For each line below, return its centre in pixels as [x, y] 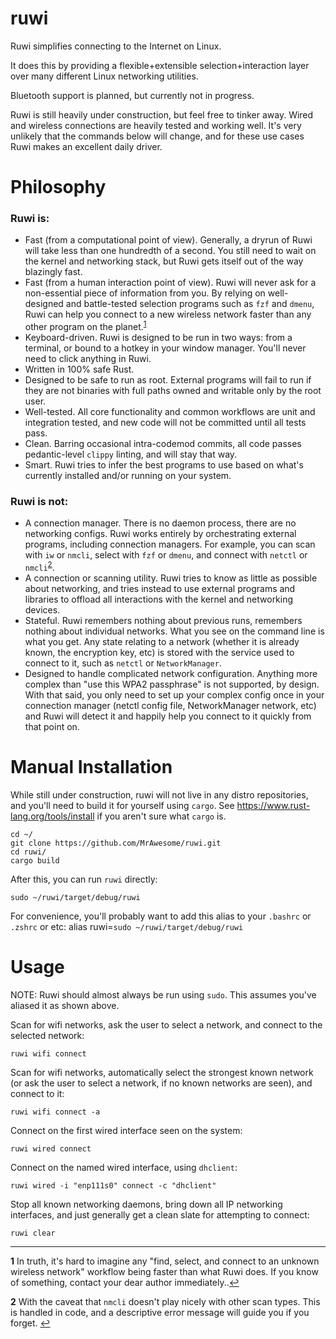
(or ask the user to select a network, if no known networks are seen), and [161, 1083]
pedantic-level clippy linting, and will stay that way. [131, 454]
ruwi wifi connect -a [55, 1112]
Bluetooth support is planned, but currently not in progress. [132, 95]
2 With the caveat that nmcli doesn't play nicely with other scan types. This [165, 1301]
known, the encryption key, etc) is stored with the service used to [159, 653]
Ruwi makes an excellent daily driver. [86, 146]
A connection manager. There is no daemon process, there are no [160, 523]
